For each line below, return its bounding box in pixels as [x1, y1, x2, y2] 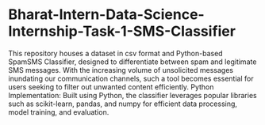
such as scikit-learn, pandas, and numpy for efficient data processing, [8, 99, 238, 108]
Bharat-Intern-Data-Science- [8, 6, 205, 24]
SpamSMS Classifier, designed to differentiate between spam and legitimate [8, 57, 257, 66]
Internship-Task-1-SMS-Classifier [8, 22, 236, 40]
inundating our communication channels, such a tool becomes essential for [8, 74, 254, 83]
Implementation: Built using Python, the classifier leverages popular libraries [8, 90, 257, 100]
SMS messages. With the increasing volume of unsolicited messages [8, 65, 234, 74]
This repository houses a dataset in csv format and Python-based [8, 48, 224, 58]
